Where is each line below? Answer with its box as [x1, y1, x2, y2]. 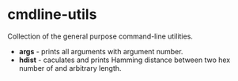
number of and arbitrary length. [18, 63, 122, 72]
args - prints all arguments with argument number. [18, 46, 183, 56]
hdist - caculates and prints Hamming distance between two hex [18, 55, 231, 64]
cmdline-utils [7, 6, 97, 24]
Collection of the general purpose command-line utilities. [7, 31, 193, 41]
